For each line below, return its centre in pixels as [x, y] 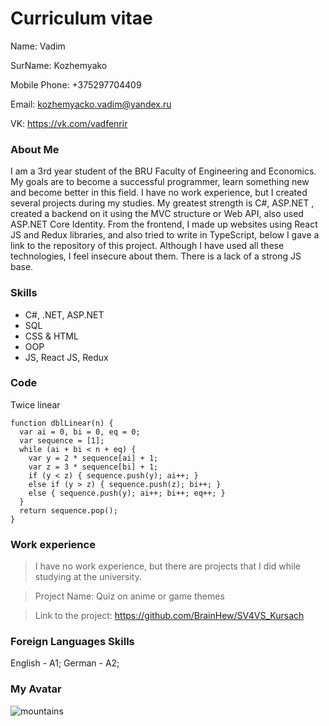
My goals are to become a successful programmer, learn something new [160, 182]
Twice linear [35, 404]
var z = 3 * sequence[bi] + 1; [93, 467]
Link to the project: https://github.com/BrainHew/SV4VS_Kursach [169, 616]
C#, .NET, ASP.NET [64, 314]
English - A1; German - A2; [65, 663]
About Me [35, 149]
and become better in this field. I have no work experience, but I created [159, 193]
